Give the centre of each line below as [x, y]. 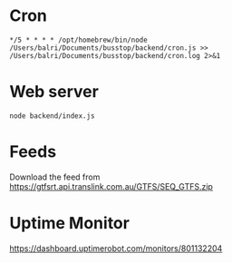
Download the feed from [55, 177]
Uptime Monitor [69, 223]
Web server [54, 92]
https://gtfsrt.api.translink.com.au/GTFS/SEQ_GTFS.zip [111, 186]
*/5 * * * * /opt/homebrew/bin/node [78, 40]
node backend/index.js [52, 116]
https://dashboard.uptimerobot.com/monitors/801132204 [116, 248]
